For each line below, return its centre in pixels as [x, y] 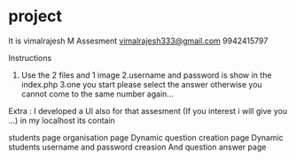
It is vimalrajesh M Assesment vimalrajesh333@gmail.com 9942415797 [138, 41]
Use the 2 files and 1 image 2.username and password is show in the [146, 75]
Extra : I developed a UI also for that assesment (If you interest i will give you [148, 111]
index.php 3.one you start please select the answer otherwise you [141, 84]
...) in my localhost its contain [62, 120]
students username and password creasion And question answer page [137, 147]
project [35, 16]
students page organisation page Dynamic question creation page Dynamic [146, 137]
